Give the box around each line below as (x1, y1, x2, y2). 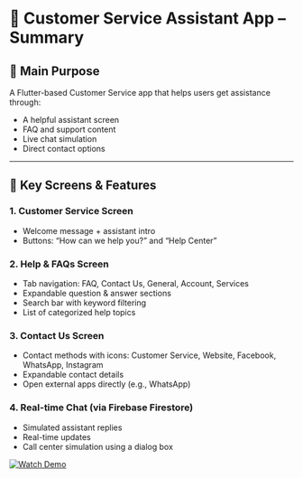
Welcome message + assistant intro (22, 225, 156, 236)
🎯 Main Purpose (9, 63, 101, 79)
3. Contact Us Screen (9, 329, 105, 342)
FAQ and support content (22, 124, 116, 135)
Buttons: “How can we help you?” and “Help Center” (22, 235, 217, 246)
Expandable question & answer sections (22, 287, 171, 298)
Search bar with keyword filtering (22, 297, 147, 308)
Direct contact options (22, 144, 106, 154)
